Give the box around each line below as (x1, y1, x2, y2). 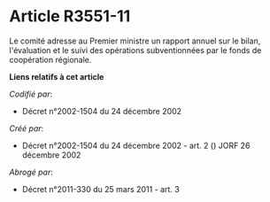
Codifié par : (9, 89, 53, 99)
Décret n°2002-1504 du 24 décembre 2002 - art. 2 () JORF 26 (21, 140, 251, 151)
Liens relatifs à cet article (9, 71, 104, 82)
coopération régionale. (9, 54, 92, 65)
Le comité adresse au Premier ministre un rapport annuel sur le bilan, (9, 35, 261, 46)
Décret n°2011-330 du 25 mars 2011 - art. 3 (21, 183, 180, 194)
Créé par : (9, 122, 44, 134)
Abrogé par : (9, 167, 53, 177)
